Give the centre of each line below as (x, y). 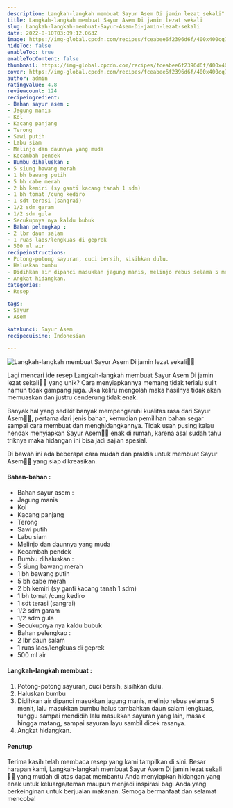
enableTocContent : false (43, 59)
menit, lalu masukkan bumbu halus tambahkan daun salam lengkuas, (115, 709)
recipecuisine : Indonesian (46, 336)
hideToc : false (29, 46)
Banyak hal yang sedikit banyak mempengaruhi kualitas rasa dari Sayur (109, 411)
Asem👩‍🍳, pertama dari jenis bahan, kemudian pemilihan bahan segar (106, 418)
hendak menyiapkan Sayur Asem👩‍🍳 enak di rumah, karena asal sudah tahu (114, 433)
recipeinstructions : (37, 253)
